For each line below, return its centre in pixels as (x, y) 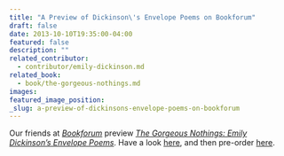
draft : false (33, 26)
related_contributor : (49, 58)
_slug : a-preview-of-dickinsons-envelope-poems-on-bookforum (125, 108)
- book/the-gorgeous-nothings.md (79, 83)
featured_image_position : (57, 100)
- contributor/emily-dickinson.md (81, 67)
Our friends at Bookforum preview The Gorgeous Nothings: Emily (128, 133)
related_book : (35, 75)
